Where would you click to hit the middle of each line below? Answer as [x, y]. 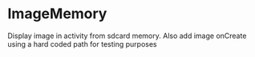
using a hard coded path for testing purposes [82, 44]
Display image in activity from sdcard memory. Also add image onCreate [127, 36]
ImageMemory [57, 14]
